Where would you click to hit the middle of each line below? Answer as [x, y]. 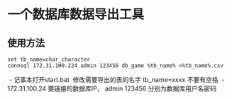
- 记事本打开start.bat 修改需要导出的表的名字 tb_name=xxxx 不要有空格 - [117, 80]
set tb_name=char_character [49, 59]
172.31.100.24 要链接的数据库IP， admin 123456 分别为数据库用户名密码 [112, 88]
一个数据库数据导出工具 [76, 14]
